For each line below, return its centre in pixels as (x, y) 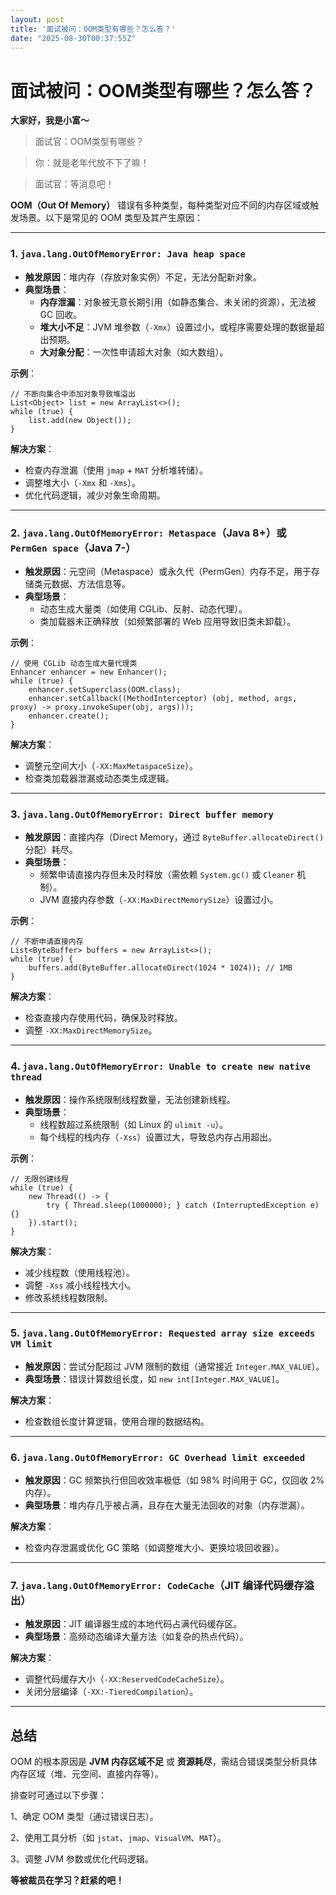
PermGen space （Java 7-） (73, 548)
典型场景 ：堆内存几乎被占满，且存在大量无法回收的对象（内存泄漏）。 (167, 1505)
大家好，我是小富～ (50, 120)
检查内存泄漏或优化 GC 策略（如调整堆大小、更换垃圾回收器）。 (154, 1548)
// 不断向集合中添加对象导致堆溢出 (73, 394)
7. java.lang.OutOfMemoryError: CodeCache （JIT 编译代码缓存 (157, 1586)
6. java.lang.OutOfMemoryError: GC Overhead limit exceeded (158, 1457)
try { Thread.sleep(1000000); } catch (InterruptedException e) (183, 1205)
